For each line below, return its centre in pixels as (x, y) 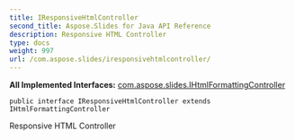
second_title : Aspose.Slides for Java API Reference (110, 26)
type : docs (30, 43)
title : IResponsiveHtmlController (74, 17)
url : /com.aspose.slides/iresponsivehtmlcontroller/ (110, 59)
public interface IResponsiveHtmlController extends (110, 101)
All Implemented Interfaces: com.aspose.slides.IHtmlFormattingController (147, 85)
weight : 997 (31, 51)
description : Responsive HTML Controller (88, 34)
